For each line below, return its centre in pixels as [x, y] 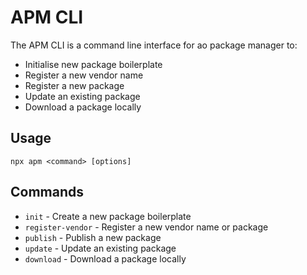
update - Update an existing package [100, 248]
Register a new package [74, 85]
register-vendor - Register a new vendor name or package [146, 227]
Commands [47, 192]
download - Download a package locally [105, 258]
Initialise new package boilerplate [93, 64]
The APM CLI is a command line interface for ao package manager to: [154, 45]
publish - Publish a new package [93, 237]
